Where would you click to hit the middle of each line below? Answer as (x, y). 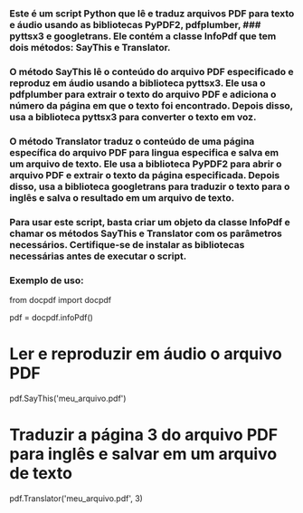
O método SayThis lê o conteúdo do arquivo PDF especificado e (151, 71)
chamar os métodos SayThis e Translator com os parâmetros (146, 233)
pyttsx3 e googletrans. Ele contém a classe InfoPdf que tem (143, 36)
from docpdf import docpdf (60, 299)
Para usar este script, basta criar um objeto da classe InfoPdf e (150, 222)
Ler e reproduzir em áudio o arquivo (146, 354)
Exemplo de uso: (47, 280)
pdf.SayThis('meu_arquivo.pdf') (68, 398)
